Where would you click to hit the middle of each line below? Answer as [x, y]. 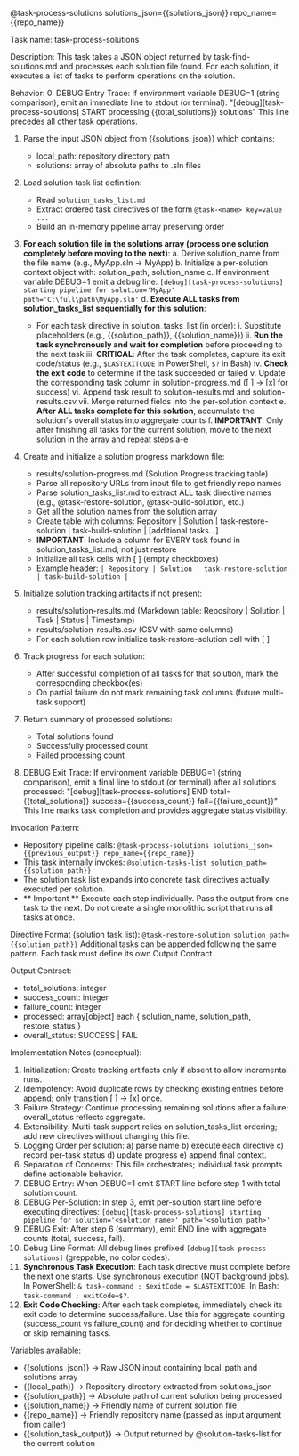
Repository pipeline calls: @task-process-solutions [116, 845]
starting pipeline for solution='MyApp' [99, 290]
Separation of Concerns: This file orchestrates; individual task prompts [153, 1164]
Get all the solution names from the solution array [127, 512]
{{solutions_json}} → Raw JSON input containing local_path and [140, 1367]
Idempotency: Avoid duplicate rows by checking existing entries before [153, 1089]
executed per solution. [64, 889]
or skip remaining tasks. [67, 1333]
